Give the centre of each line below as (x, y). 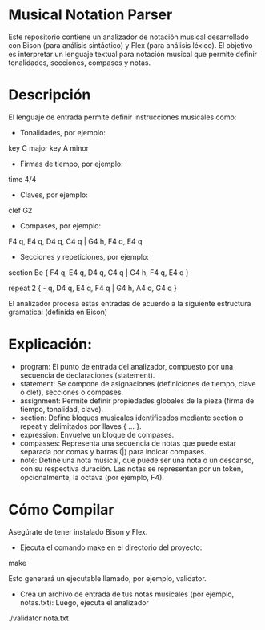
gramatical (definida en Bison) (58, 312)
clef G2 (20, 210)
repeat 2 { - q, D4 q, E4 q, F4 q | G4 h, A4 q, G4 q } (93, 288)
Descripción (50, 95)
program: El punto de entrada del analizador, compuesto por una (126, 366)
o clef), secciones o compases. (72, 392)
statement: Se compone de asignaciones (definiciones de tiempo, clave (138, 383)
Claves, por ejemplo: (54, 195)
